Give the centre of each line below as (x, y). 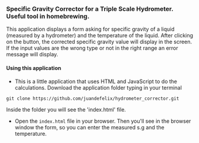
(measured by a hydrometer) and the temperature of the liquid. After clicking (100, 36)
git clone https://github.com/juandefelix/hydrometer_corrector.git (93, 98)
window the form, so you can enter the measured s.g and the (89, 127)
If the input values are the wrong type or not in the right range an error (92, 48)
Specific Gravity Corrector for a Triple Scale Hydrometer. (90, 9)
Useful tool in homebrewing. (48, 16)
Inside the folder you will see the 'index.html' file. (66, 109)
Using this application (34, 68)
